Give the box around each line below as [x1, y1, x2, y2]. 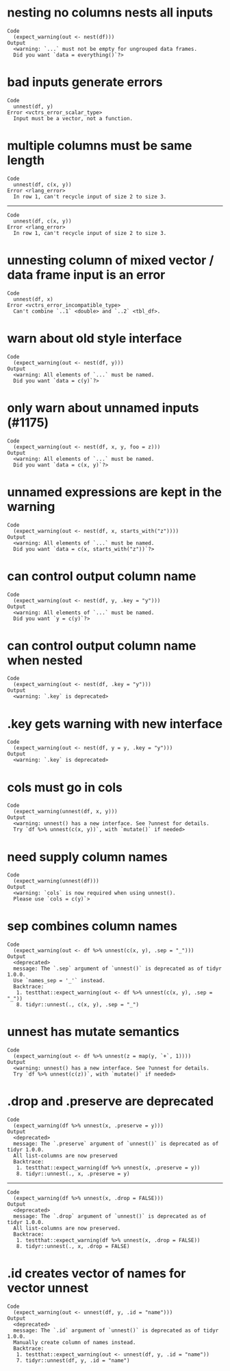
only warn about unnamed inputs [7, 400, 199, 416]
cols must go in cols [7, 780, 123, 795]
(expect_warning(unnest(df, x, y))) [13, 808, 118, 815]
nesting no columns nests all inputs [7, 5, 214, 21]
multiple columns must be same [7, 138, 193, 154]
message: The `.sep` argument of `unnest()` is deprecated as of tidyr [13, 965, 222, 973]
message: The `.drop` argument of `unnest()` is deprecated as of [13, 1213, 207, 1220]
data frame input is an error [7, 267, 166, 282]
